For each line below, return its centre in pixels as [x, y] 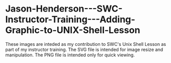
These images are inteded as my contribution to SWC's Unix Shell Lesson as [86, 44]
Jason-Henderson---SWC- [64, 9]
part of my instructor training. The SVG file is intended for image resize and [84, 49]
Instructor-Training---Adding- [70, 19]
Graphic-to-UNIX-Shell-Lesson [73, 30]
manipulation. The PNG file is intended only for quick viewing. [70, 55]
